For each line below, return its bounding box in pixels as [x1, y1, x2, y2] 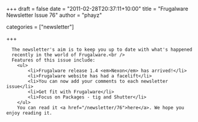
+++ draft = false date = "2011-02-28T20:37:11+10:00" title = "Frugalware [6, 5, 188, 12]
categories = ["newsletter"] [6, 24, 74, 30]
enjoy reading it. [6, 110, 52, 116]
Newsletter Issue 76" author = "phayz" [6, 11, 102, 19]
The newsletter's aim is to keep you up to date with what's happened [11, 47, 193, 53]
